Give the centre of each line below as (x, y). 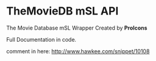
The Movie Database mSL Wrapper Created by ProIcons (77, 28)
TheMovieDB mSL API (63, 11)
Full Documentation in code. (42, 39)
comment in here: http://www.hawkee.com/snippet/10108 (78, 51)
